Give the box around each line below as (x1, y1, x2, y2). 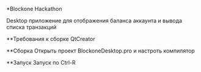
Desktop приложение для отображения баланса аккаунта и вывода (6, 17, 182, 24)
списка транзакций (6, 24, 57, 31)
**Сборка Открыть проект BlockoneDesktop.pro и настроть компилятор (6, 47, 196, 54)
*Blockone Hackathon (6, 5, 62, 12)
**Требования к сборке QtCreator (6, 35, 96, 42)
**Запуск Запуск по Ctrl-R (6, 59, 76, 66)
